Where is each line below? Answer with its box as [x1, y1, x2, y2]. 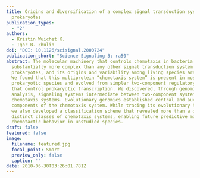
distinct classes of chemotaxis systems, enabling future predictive [11, 113, 187, 119]
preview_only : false [11, 152, 62, 158]
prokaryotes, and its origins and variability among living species [11, 69, 185, 75]
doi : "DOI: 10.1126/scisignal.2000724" [6, 47, 105, 53]
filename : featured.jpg [11, 141, 70, 147]
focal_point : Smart [11, 147, 60, 152]
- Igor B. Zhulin [11, 42, 55, 48]
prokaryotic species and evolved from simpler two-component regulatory [11, 81, 196, 87]
